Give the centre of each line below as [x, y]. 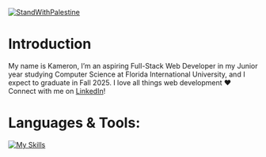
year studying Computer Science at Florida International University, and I [127, 74]
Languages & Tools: [74, 123]
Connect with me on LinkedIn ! [57, 91]
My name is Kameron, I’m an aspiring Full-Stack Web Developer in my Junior [133, 65]
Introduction [50, 44]
